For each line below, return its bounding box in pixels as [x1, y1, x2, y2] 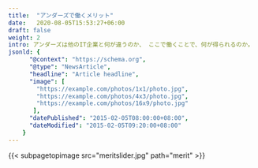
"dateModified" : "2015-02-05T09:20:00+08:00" [28, 121, 181, 129]
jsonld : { [8, 48, 41, 56]
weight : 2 [8, 33, 41, 42]
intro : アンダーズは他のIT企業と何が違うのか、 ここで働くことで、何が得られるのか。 [8, 41, 254, 49]
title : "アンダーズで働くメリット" [8, 11, 114, 20]
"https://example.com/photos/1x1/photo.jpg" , [36, 84, 189, 93]
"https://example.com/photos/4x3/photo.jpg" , [36, 92, 189, 100]
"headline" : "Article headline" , [28, 70, 140, 78]
